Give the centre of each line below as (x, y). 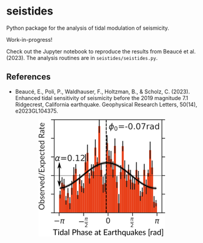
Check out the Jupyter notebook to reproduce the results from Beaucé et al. (101, 51)
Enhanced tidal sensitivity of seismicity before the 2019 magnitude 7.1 (101, 98)
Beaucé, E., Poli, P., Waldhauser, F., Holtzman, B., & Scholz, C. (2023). (102, 92)
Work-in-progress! (29, 39)
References (28, 77)
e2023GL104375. (37, 111)
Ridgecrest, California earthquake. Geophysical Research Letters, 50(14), (106, 104)
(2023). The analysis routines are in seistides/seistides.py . (82, 58)
